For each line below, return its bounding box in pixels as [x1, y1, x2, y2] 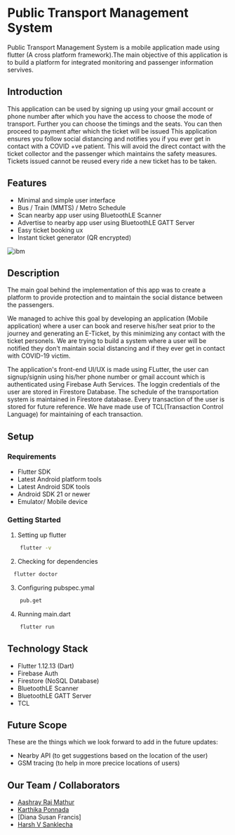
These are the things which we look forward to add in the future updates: [7, 738, 219, 746]
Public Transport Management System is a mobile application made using [7, 43, 220, 51]
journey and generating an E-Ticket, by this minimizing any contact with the [7, 329, 226, 338]
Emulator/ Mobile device [17, 498, 88, 506]
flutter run [20, 623, 55, 630]
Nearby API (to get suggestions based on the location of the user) [17, 751, 208, 760]
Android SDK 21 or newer [17, 490, 90, 498]
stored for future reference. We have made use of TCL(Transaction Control [7, 403, 224, 411]
